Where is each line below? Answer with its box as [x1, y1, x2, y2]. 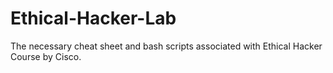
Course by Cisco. [10, 50, 82, 62]
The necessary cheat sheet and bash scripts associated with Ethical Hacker [10, 40, 323, 52]
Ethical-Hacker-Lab [10, 7, 177, 30]
